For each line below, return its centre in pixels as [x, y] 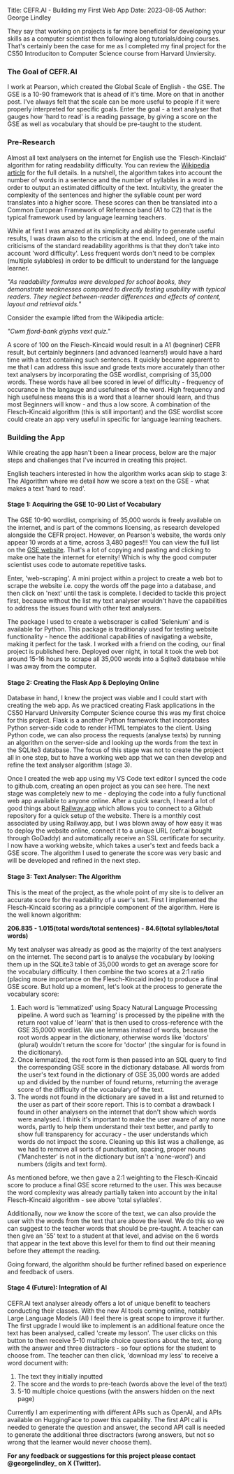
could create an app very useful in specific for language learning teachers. [115, 419]
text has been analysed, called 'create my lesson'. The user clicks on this [112, 1333]
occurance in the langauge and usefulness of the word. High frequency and [116, 389]
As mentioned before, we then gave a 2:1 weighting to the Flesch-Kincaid [112, 1178]
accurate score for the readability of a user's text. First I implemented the [112, 899]
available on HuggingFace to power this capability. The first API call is [108, 1419]
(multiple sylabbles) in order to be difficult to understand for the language [113, 260]
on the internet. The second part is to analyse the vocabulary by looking [111, 957]
